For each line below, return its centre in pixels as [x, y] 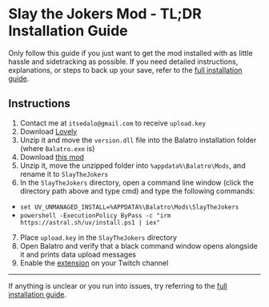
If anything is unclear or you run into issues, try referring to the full [118, 285]
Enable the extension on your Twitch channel [94, 263]
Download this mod [52, 157]
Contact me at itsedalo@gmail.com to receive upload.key [113, 123]
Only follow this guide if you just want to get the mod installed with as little [131, 53]
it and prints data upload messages [78, 254]
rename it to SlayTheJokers [64, 173]
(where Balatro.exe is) [57, 148]
